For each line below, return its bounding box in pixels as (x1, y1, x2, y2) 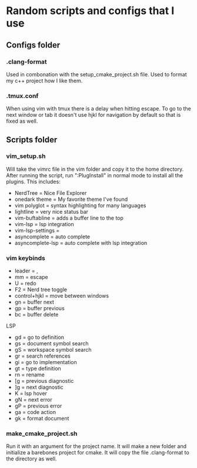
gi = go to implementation (14, 359, 78, 366)
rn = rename (14, 371, 45, 378)
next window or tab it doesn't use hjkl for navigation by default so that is (6, 112, 181, 119)
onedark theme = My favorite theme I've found (14, 196, 128, 203)
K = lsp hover (14, 390, 48, 397)
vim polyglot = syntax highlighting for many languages (14, 201, 146, 209)
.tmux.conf (6, 92, 39, 100)
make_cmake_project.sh (6, 430, 78, 438)
